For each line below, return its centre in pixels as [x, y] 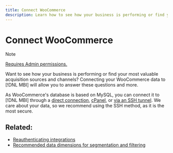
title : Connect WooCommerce [36, 10]
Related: [19, 127]
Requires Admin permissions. [36, 64]
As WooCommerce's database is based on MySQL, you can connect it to [82, 95]
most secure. [19, 111]
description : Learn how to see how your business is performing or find [85, 15]
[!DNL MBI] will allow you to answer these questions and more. [72, 85]
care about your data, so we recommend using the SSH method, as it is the [85, 106]
